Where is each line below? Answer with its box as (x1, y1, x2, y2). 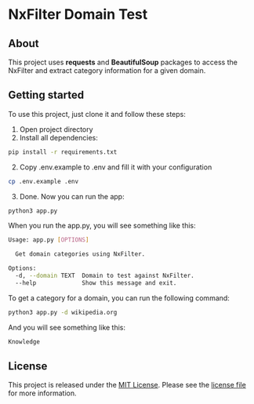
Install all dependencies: (19, 133, 98, 142)
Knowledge (8, 337, 41, 346)
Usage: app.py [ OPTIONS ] (8, 236, 89, 244)
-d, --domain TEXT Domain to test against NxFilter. (15, 272, 194, 280)
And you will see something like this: (8, 322, 126, 332)
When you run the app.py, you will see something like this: (8, 221, 196, 231)
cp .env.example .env (8, 177, 79, 185)
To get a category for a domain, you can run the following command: (8, 293, 230, 303)
